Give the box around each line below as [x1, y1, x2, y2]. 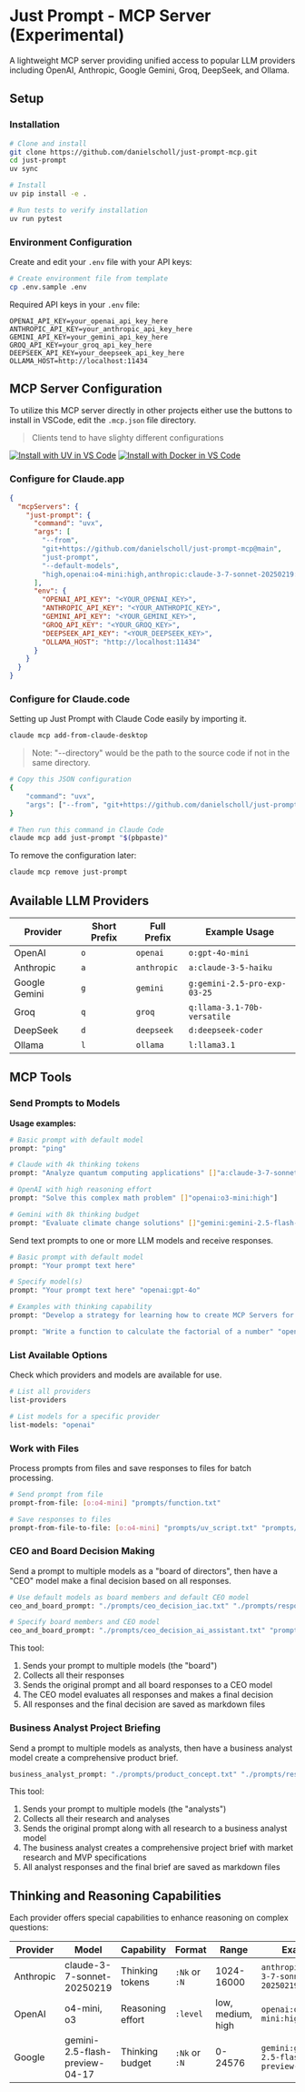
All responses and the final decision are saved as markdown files [22, 1699, 266, 1710]
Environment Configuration [9, 236, 133, 249]
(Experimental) [9, 25, 125, 46]
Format [174, 1944, 207, 1956]
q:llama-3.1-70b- [188, 1002, 263, 1013]
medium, [215, 2008, 252, 2021]
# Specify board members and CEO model [9, 1618, 161, 1627]
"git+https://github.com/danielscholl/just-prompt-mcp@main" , [42, 544, 282, 553]
